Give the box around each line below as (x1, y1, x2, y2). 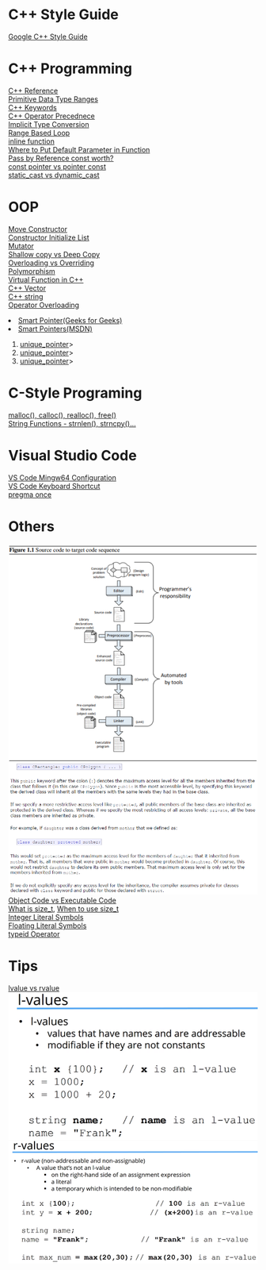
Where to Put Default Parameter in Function (8, 144, 150, 154)
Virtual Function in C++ (8, 275, 84, 284)
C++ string (8, 291, 44, 301)
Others (8, 518, 55, 535)
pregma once (8, 490, 52, 499)
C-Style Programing (8, 384, 142, 402)
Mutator (8, 241, 34, 251)
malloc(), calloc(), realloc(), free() (8, 410, 117, 420)
